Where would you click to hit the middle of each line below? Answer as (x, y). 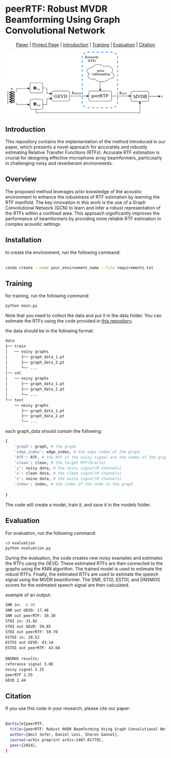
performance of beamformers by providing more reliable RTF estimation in (83, 218)
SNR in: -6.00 (20, 605)
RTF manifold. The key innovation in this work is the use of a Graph (76, 202)
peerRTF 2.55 (19, 675)
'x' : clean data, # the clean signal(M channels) (68, 474)
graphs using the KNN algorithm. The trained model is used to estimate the (84, 569)
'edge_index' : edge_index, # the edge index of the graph (77, 452)
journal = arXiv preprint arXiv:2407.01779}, (56, 740)
